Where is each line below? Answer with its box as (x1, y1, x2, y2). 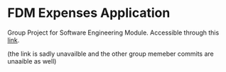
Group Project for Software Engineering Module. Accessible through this (7, 28, 220, 37)
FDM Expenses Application (7, 5, 171, 21)
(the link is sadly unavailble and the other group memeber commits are (7, 49, 215, 58)
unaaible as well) (7, 56, 57, 65)
